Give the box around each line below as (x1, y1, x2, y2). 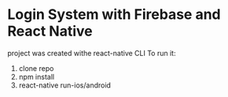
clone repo (18, 63, 54, 73)
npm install (18, 72, 55, 81)
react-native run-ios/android (18, 80, 112, 90)
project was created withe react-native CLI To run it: (7, 48, 176, 58)
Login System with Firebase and (7, 6, 221, 24)
